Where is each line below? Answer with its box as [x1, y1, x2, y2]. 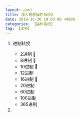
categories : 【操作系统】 [5, 21, 55, 27]
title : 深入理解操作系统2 [5, 12, 54, 17]
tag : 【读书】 [5, 26, 32, 31]
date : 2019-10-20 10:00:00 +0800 [5, 17, 75, 22]
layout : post [5, 7, 33, 13]
